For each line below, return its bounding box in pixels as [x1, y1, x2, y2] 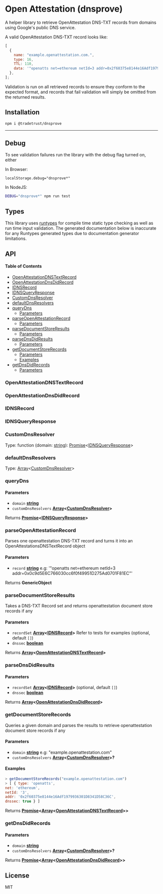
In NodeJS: [5, 185, 28, 190]
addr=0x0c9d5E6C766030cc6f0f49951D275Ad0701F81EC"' [12, 570, 133, 576]
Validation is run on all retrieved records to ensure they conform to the [5, 84, 146, 89]
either [5, 157, 17, 163]
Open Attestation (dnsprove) [5, 3, 123, 15]
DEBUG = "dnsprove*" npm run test [5, 194, 70, 199]
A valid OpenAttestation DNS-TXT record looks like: [5, 34, 108, 40]
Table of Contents [5, 263, 42, 269]
